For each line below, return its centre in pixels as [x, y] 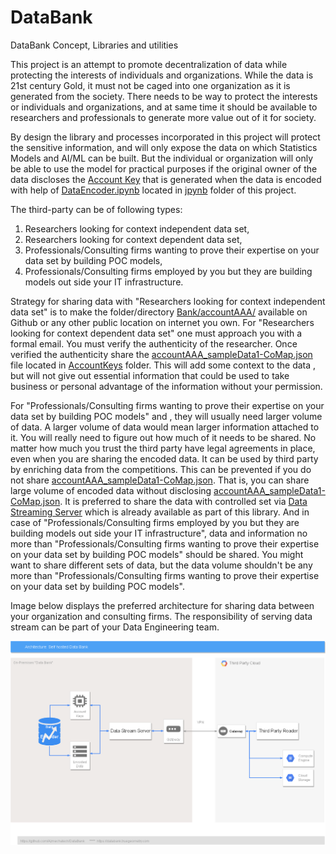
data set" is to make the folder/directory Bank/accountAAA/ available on [159, 312]
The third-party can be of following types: [96, 209]
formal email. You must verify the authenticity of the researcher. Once [154, 343]
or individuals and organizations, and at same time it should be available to [164, 107]
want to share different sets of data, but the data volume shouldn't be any [161, 565]
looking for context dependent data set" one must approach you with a [156, 333]
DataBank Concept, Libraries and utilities [94, 45]
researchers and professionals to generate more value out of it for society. [163, 117]
